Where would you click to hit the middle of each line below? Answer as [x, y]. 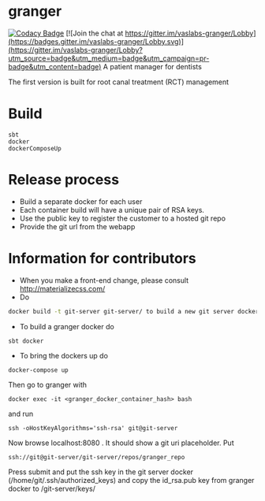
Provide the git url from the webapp [77, 226]
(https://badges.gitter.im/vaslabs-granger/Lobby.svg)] [96, 41]
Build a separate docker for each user [81, 201]
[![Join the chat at [95, 33]
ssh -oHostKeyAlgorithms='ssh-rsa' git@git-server [93, 428]
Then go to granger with [48, 384]
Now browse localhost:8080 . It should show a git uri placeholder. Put [121, 443]
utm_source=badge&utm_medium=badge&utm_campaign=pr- [109, 58]
